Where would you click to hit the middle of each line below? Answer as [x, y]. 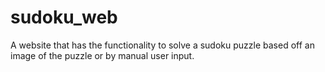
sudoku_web [64, 17]
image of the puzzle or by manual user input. [102, 55]
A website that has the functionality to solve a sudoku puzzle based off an [162, 45]
